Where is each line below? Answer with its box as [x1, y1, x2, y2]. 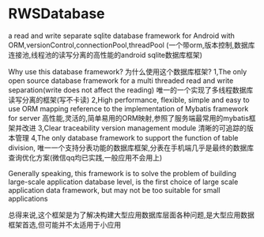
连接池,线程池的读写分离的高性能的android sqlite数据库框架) [8, 50, 203, 59]
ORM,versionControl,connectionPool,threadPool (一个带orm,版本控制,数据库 [8, 40, 255, 50]
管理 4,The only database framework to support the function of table [14, 133, 239, 142]
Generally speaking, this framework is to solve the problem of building [8, 168, 237, 178]
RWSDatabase [8, 5, 105, 23]
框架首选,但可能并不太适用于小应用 [8, 220, 122, 229]
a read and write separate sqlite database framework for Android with [8, 31, 236, 40]
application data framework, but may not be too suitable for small [8, 185, 221, 194]
